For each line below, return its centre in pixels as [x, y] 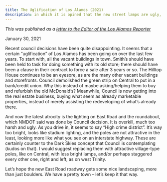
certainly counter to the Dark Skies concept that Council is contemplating [81, 143]
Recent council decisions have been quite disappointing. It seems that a [79, 48]
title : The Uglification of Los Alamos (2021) [54, 10]
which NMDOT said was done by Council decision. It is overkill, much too [80, 122]
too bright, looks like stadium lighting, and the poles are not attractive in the [83, 132]
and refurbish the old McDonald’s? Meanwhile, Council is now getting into [81, 91]
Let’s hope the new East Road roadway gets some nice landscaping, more [81, 169]
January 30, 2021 [23, 39]
